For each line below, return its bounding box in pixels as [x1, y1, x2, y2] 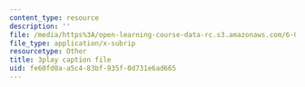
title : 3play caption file [9, 55, 112, 64]
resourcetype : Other [9, 47, 88, 56]
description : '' [9, 22, 71, 31]
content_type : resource [9, 13, 100, 23]
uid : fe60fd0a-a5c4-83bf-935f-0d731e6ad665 [9, 64, 177, 73]
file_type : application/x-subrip [9, 38, 136, 48]
